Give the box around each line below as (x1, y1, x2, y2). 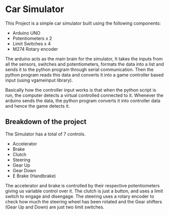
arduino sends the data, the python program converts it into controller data (5, 97, 160, 104)
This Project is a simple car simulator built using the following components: (5, 20, 161, 26)
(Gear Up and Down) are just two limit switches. (5, 204, 104, 210)
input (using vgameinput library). (5, 77, 73, 83)
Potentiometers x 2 (12, 35, 52, 41)
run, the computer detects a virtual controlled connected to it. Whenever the (5, 92, 164, 98)
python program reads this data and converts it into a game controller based (5, 71, 164, 78)
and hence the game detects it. (5, 103, 70, 109)
